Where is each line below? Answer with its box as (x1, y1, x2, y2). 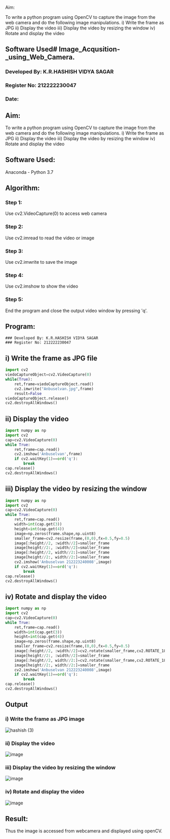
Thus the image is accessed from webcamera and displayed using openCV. (5, 828, 163, 834)
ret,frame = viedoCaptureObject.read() (14, 381, 94, 387)
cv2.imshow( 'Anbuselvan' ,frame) (14, 452, 82, 457)
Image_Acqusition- (59, 45, 120, 54)
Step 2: (5, 223, 24, 230)
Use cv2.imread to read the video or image (5, 235, 95, 241)
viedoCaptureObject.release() (5, 396, 69, 401)
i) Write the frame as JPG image (5, 716, 85, 723)
